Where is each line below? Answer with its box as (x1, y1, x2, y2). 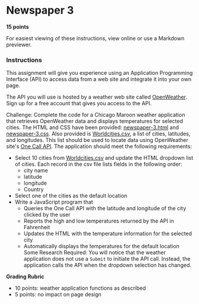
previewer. (6, 41, 32, 48)
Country (23, 186, 44, 193)
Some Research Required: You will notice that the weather (23, 249, 166, 256)
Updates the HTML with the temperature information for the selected (23, 230, 192, 237)
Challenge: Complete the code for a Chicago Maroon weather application (6, 111, 185, 119)
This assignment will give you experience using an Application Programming (6, 69, 193, 77)
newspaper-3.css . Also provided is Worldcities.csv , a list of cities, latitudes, (6, 130, 191, 137)
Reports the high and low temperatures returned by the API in (23, 217, 174, 224)
